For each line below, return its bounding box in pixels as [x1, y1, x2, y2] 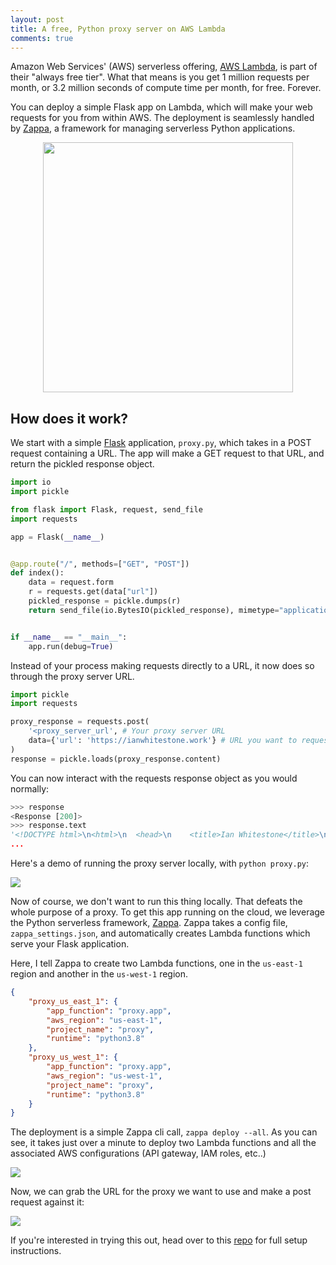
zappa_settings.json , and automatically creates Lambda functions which [10, 927, 311, 940]
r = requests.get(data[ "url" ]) [28, 587, 159, 597]
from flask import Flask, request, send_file [10, 504, 203, 515]
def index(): [10, 568, 65, 578]
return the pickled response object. [10, 458, 155, 470]
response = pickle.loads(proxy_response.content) [10, 754, 222, 764]
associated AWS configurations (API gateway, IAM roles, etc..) [10, 1147, 267, 1160]
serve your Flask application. [10, 938, 130, 950]
